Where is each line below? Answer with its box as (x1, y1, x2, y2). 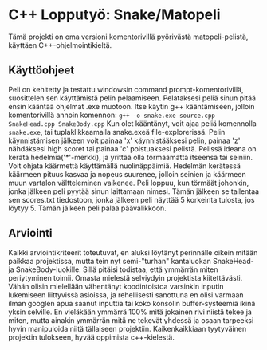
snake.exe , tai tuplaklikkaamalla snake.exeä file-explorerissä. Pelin (8, 127, 226, 136)
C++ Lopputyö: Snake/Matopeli (8, 6, 221, 24)
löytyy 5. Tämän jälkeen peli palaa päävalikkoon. (8, 203, 167, 213)
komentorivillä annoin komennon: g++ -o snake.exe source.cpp (8, 110, 215, 120)
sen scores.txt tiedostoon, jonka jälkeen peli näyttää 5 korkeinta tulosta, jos (8, 195, 255, 204)
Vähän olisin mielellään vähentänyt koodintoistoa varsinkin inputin (8, 281, 224, 291)
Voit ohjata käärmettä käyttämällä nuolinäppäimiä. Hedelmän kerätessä (8, 161, 241, 171)
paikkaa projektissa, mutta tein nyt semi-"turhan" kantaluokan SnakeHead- (8, 256, 254, 265)
